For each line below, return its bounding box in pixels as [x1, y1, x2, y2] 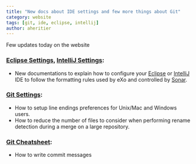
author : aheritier [6, 25, 51, 31]
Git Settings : [6, 91, 43, 99]
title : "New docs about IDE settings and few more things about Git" [6, 8, 181, 15]
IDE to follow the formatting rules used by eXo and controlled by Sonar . [14, 76, 188, 83]
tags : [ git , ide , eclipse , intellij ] [6, 20, 99, 25]
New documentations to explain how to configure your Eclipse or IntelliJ [14, 69, 190, 77]
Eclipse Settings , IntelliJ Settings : [6, 56, 104, 65]
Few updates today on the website [6, 41, 90, 49]
